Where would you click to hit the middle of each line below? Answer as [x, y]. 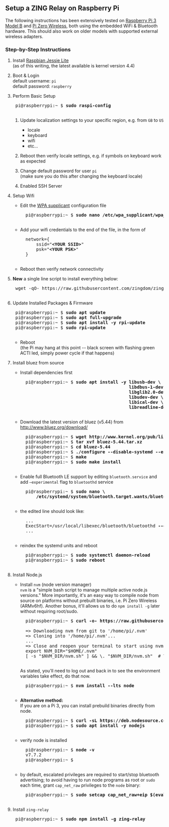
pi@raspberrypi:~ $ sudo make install [73, 462]
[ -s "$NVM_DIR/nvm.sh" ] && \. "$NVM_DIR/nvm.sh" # [93, 656]
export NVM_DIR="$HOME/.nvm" [61, 651]
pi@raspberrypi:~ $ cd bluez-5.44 [68, 447]
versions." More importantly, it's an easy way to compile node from [90, 595]
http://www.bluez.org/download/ [54, 427]
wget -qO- [27, 288]
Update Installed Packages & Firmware [53, 303]
